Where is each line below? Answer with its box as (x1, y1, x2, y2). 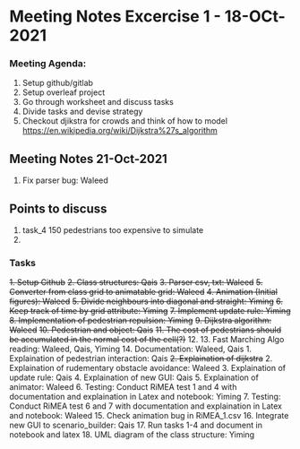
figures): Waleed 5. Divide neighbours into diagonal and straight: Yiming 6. (9, 296, 284, 307)
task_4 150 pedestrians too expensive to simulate (21, 225, 204, 236)
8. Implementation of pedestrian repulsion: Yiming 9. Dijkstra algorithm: (9, 315, 271, 326)
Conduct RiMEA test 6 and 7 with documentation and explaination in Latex (9, 401, 282, 411)
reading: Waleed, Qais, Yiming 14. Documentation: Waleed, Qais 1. (9, 343, 253, 355)
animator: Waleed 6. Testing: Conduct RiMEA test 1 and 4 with (9, 382, 237, 393)
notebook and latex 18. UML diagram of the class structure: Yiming (9, 429, 255, 440)
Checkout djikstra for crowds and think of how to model (21, 116, 228, 126)
